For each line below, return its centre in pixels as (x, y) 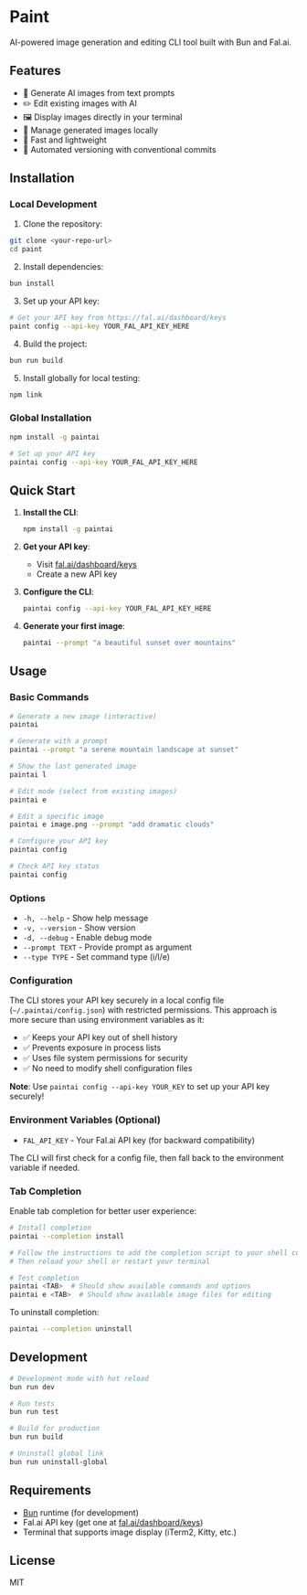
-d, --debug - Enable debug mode (87, 938)
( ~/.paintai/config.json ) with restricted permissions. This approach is (143, 1010)
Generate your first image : (74, 626)
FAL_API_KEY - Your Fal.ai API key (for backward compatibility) (139, 1140)
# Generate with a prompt (58, 741)
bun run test (34, 1412)
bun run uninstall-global (58, 1462)
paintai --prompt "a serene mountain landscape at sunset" (124, 750)
